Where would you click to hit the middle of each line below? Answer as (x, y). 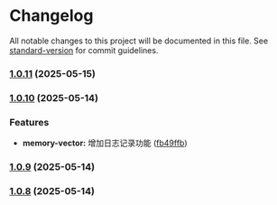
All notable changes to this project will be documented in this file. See (139, 41)
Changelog (51, 16)
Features (29, 122)
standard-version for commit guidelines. (84, 50)
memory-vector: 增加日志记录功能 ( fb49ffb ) (105, 143)
